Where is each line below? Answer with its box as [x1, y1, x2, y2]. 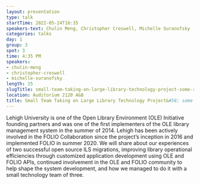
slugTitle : [6, 87, 33, 93]
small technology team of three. [6, 171, 85, 178]
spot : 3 [6, 48, 26, 54]
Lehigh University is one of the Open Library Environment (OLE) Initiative [6, 114, 185, 121]
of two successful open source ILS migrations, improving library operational [6, 146, 192, 153]
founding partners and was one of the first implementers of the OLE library [6, 120, 189, 127]
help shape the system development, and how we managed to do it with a [6, 165, 187, 172]
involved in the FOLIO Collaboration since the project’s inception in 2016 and [6, 133, 193, 140]
